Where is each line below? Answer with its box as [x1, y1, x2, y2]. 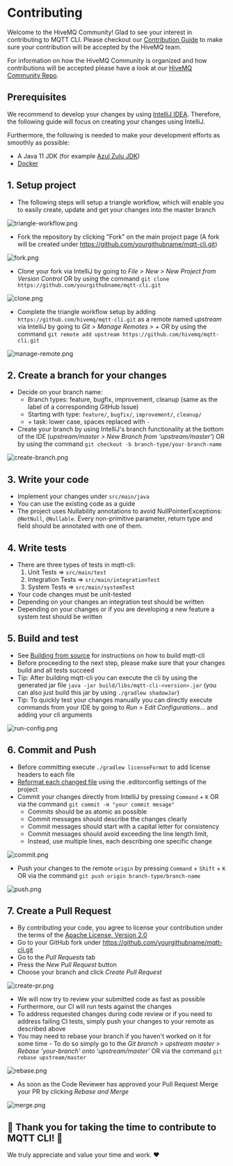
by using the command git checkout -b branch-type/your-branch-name [17, 440, 223, 448]
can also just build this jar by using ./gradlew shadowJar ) [17, 688, 179, 696]
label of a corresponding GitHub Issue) [27, 403, 139, 411]
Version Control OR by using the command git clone [17, 274, 170, 283]
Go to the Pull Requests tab [17, 953, 96, 962]
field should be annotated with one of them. [17, 522, 143, 530]
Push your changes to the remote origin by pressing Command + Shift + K [17, 864, 226, 872]
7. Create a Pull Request [7, 905, 111, 917]
